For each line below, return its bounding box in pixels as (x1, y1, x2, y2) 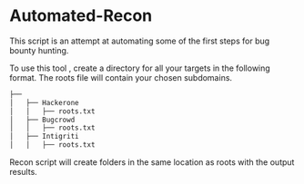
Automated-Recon (9, 5, 153, 26)
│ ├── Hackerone (9, 98, 79, 107)
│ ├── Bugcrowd (9, 115, 76, 124)
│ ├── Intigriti (9, 132, 79, 141)
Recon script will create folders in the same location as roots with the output (9, 157, 295, 168)
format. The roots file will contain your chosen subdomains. (9, 72, 233, 82)
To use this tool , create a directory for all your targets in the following (9, 63, 270, 73)
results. (9, 167, 38, 178)
